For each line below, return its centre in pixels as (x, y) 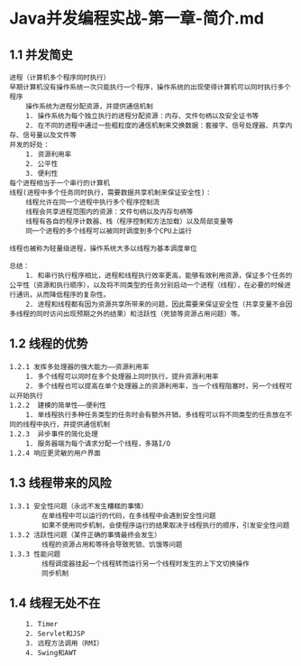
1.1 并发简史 (41, 55)
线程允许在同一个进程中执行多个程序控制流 (93, 202)
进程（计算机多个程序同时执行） (60, 78)
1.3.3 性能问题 (35, 554)
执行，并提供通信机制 (77, 424)
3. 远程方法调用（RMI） (64, 643)
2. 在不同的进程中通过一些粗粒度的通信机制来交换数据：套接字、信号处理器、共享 (156, 125)
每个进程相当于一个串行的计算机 (60, 183)
